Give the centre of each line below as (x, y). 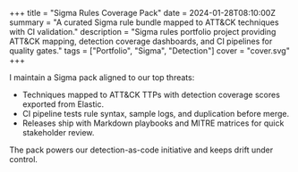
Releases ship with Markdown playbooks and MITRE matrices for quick (153, 123)
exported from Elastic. (63, 104)
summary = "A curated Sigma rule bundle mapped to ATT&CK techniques (144, 22)
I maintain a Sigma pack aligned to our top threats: (102, 78)
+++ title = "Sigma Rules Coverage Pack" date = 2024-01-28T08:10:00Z (142, 13)
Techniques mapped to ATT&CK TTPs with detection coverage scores (151, 94)
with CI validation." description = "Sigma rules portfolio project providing (143, 32)
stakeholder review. (58, 132)
